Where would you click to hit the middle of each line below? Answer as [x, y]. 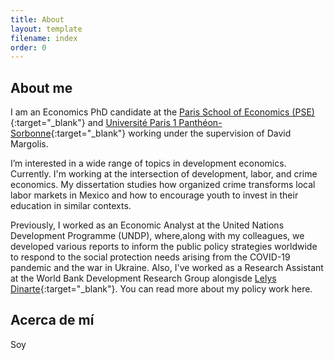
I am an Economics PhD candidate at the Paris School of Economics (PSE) [162, 112]
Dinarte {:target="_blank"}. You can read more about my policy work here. [161, 289]
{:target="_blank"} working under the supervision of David [171, 133]
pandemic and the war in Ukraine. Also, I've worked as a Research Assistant [167, 268]
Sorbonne [31, 133]
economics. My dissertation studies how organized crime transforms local [163, 185]
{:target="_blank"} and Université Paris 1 [93, 123]
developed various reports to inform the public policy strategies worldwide [164, 247]
